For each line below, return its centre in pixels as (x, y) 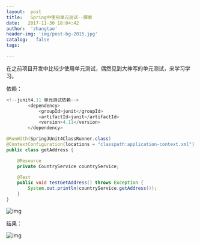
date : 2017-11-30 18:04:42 (43, 23)
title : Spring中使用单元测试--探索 (49, 17)
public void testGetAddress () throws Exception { (80, 183)
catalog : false (28, 40)
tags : (13, 46)
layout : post (24, 12)
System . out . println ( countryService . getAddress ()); (92, 189)
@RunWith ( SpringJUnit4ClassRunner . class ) (59, 139)
